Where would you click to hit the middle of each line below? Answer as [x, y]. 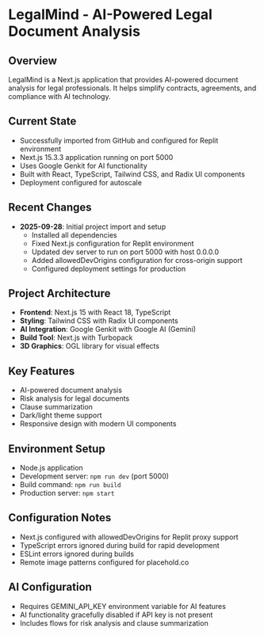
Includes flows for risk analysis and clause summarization [114, 623]
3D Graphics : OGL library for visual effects [90, 346]
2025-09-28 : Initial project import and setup [93, 227]
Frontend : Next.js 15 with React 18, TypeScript [95, 312]
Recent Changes [50, 208]
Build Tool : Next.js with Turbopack [76, 337]
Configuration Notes [60, 518]
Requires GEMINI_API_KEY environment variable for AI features [122, 606]
